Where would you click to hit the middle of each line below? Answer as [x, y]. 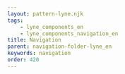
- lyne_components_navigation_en [69, 33]
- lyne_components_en [52, 27]
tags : [15, 20]
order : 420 [23, 60]
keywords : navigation [39, 54]
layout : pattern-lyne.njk [45, 14]
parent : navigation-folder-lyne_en [60, 47]
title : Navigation [34, 40]
